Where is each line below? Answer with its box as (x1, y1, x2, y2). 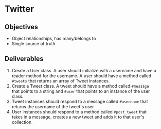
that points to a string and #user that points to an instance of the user (11, 88, 150, 94)
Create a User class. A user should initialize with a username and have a (11, 67, 157, 73)
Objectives (4, 23, 38, 31)
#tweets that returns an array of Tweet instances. (11, 78, 110, 83)
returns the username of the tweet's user (11, 103, 94, 110)
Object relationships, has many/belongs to (11, 35, 96, 41)
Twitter (4, 3, 35, 15)
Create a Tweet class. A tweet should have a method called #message (11, 83, 149, 89)
